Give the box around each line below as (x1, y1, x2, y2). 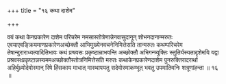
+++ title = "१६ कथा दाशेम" (7, 7, 75, 14)
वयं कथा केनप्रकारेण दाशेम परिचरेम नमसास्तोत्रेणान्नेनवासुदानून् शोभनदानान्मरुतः (7, 33, 173, 41)
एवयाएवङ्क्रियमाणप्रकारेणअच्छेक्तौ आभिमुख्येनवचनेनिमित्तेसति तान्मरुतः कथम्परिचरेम (7, 41, 183, 49)
